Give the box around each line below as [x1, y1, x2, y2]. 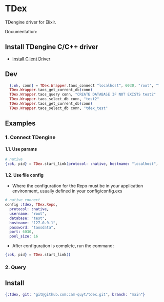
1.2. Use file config [5, 172, 44, 178]
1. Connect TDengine [5, 134, 56, 141]
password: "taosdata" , [9, 225, 56, 230]
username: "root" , [9, 211, 47, 216]
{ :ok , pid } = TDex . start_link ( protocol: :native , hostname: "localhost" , [5, 162, 159, 166]
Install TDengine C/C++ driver [5, 43, 99, 51]
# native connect [5, 198, 41, 203]
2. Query [5, 264, 26, 271]
